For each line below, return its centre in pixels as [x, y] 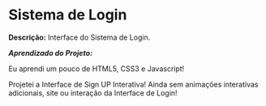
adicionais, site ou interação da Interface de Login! [93, 93]
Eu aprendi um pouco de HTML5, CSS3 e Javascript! [97, 68]
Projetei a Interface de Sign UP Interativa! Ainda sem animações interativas [133, 84]
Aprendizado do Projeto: [51, 53]
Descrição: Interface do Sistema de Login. [79, 37]
